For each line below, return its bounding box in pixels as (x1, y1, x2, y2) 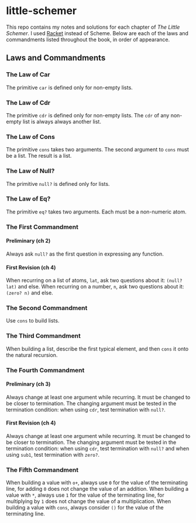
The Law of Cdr (6, 99, 51, 107)
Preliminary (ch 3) (6, 381, 51, 388)
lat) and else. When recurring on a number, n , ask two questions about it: (6, 283, 184, 290)
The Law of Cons (6, 133, 56, 141)
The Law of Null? (6, 167, 55, 175)
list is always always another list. (22, 118, 101, 125)
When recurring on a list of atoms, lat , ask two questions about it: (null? (6, 277, 183, 284)
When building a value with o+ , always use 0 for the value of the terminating (6, 479, 188, 486)
